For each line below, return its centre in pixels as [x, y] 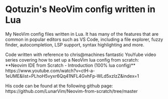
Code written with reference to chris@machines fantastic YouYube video [81, 55]
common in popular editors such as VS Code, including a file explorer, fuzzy [84, 39]
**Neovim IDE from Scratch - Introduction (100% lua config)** [70, 65]
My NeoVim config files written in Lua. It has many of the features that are [82, 34]
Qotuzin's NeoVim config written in [80, 9]
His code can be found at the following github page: [59, 86]
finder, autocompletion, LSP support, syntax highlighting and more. [75, 44]
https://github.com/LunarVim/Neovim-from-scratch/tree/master [71, 91]
